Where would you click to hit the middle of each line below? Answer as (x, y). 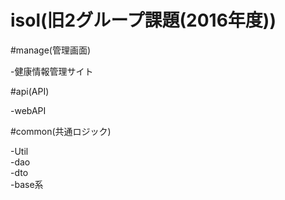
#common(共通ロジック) (61, 131)
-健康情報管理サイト (52, 71)
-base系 (27, 184)
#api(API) (30, 91)
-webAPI (28, 110)
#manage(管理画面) (51, 50)
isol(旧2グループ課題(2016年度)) (143, 20)
